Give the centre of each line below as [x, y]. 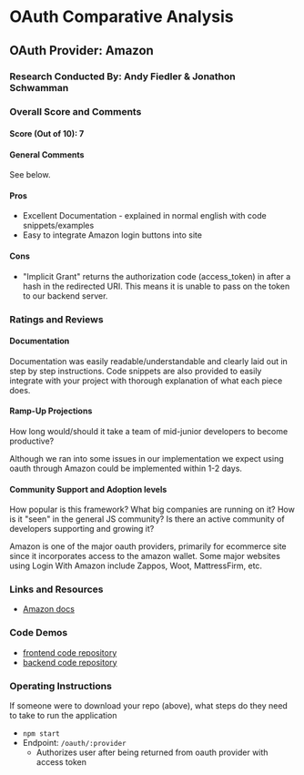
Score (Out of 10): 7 [47, 134]
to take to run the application [63, 716]
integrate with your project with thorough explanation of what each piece [146, 381]
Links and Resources [56, 589]
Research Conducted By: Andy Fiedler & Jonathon [123, 76]
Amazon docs [49, 609]
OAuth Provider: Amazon [82, 51]
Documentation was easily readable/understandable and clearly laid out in [149, 361]
